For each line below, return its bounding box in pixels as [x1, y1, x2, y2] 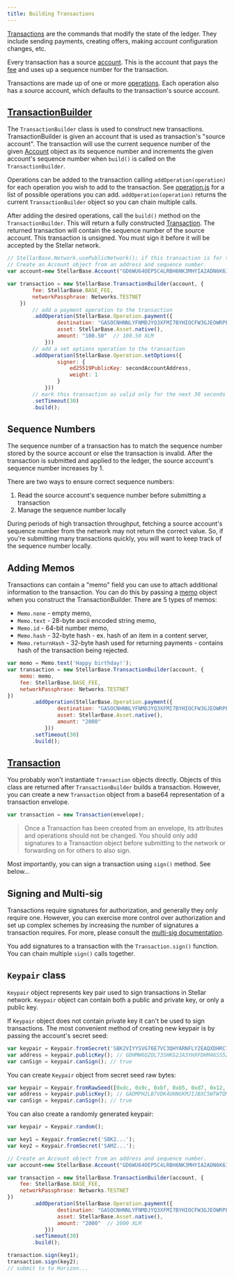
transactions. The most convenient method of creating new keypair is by [7, 1024, 215, 1032]
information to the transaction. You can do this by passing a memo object [7, 588, 217, 596]
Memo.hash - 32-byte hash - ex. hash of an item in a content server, [17, 631, 208, 640]
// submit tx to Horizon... [7, 1265, 89, 1272]
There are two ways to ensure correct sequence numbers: [7, 478, 175, 486]
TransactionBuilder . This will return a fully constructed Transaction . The [7, 219, 215, 227]
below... [7, 868, 30, 876]
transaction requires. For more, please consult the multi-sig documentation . [7, 928, 224, 937]
